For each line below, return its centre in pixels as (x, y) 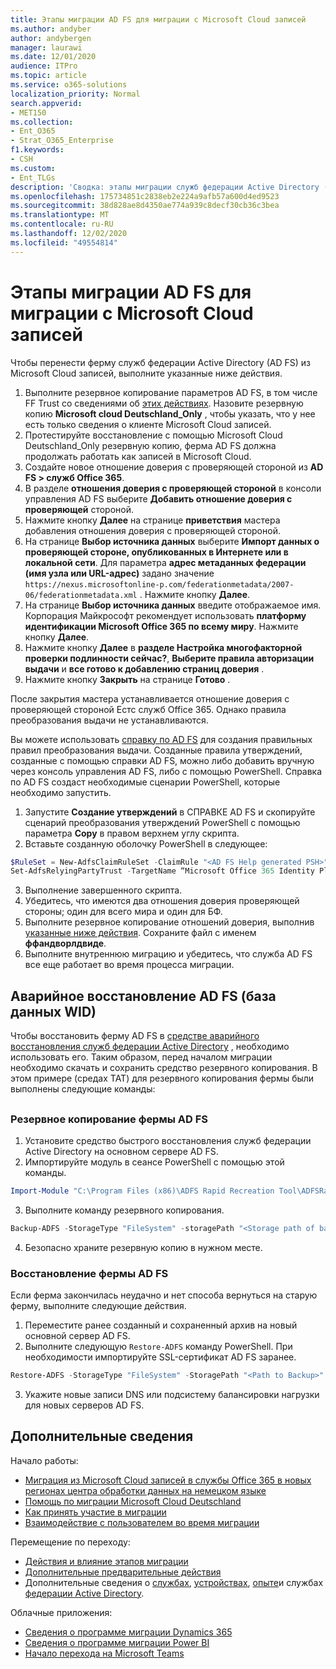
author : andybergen (51, 38)
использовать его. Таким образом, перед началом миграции (141, 1057)
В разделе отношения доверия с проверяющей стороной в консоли (173, 488)
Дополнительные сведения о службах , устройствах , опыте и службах (174, 1582)
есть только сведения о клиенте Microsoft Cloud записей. (148, 424)
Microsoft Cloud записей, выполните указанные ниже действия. (146, 373)
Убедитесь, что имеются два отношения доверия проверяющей (162, 901)
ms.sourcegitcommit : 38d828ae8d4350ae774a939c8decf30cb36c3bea (145, 206)
